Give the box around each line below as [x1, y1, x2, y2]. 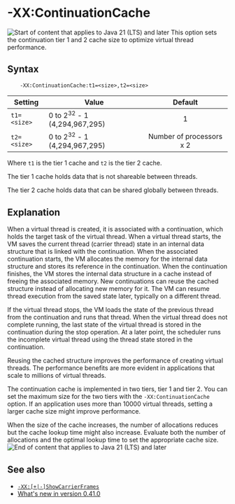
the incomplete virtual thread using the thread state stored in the [7, 335, 193, 344]
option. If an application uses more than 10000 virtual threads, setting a [7, 400, 213, 408]
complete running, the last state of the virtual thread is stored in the [7, 320, 201, 329]
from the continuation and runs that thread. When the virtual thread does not [7, 313, 228, 322]
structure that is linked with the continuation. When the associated [7, 247, 198, 256]
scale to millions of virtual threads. [7, 372, 106, 380]
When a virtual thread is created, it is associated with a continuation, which [7, 225, 224, 233]
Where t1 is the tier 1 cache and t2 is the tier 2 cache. [7, 159, 162, 168]
